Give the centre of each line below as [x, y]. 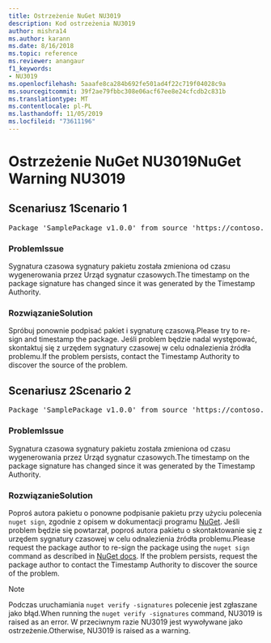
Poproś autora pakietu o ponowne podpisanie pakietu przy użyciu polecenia [135, 512]
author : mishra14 [38, 31]
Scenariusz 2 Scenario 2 [70, 390]
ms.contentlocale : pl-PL [50, 106]
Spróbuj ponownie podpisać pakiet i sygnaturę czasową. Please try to [123, 331]
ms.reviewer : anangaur [47, 62]
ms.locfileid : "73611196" [52, 122]
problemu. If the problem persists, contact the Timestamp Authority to [124, 357]
